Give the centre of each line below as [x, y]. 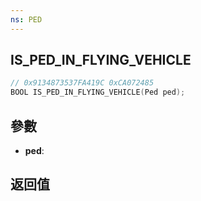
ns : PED [26, 19]
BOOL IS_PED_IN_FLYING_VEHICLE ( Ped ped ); [98, 92]
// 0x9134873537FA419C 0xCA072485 [82, 83]
